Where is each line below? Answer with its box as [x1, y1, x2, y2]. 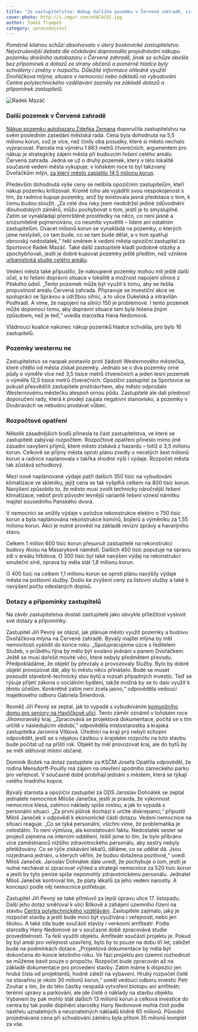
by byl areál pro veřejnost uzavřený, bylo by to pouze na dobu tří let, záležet [6, 939, 190, 946]
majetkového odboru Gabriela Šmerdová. [6, 692, 106, 699]
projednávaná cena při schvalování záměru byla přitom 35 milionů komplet [6, 1014, 187, 1021]
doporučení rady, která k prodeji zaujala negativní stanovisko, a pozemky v [6, 395, 187, 403]
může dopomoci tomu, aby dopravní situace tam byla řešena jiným [6, 306, 167, 313]
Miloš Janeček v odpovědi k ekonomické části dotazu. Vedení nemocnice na [6, 814, 192, 821]
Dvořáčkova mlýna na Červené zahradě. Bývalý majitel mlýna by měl [6, 635, 173, 642]
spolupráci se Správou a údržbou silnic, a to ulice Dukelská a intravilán [6, 292, 177, 300]
